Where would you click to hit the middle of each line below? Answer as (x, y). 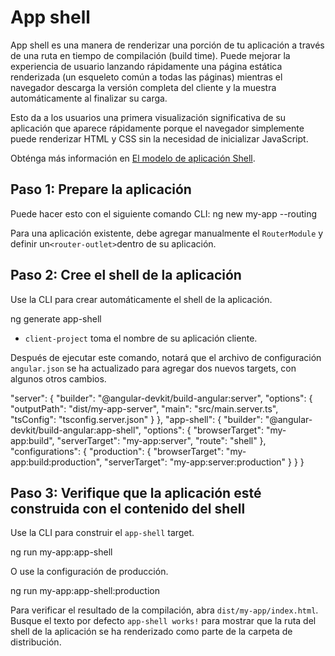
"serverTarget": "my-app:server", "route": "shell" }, (161, 440)
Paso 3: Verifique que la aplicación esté (136, 492)
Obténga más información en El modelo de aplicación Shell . (133, 158)
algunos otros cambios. (58, 378)
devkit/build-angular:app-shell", (76, 430)
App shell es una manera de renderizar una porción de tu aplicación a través (167, 45)
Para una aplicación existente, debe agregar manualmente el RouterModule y (167, 233)
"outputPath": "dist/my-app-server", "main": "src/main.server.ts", (144, 408)
